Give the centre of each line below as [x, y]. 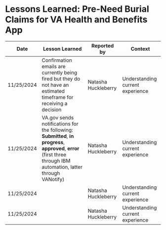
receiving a [55, 103]
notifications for [60, 123]
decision [52, 110]
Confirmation [57, 60]
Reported [103, 45]
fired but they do [61, 78]
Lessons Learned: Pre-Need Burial [77, 9]
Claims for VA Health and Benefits [76, 19]
